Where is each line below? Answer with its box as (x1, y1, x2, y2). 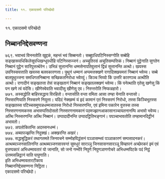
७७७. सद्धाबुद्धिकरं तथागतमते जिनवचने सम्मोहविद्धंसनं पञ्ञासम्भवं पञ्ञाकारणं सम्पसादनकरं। (5, 136, 146, 142)
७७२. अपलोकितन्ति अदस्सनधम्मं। (5, 124, 59, 130)
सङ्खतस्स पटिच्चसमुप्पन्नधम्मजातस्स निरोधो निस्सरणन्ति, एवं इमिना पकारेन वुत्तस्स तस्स (5, 102, 139, 108)
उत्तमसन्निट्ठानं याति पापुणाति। (5, 152, 50, 158)
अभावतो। (5, 119, 21, 125)
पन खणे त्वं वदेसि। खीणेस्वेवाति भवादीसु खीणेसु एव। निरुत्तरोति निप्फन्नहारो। (5, 86, 122, 91)
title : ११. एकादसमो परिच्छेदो (5, 7, 55, 12)
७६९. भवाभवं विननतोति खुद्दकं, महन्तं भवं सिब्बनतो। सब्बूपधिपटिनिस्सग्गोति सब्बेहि (5, 53, 130, 59)
